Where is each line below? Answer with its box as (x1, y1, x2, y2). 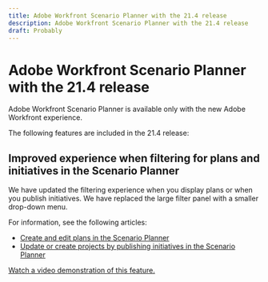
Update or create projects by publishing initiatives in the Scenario (19, 241, 236, 252)
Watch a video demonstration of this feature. (8, 265, 156, 276)
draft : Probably (8, 26, 62, 34)
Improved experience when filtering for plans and (8, 151, 260, 165)
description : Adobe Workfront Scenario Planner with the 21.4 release (8, 19, 249, 27)
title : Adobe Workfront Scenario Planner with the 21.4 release (8, 11, 227, 20)
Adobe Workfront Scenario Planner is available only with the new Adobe (8, 105, 246, 114)
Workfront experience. (8, 113, 82, 122)
